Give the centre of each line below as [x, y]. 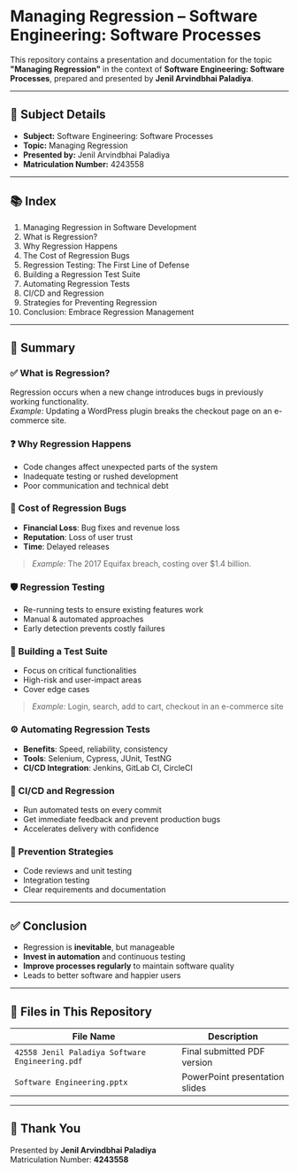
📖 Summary [43, 347]
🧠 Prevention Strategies [62, 852]
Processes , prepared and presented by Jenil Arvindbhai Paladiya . [132, 78]
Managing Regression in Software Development [110, 227]
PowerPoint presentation [233, 1076]
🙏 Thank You [46, 1129]
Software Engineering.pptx [71, 1082]
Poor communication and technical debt [96, 485]
